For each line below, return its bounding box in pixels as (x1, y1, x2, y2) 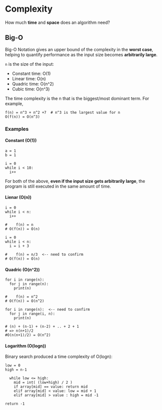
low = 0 (5, 363, 21, 368)
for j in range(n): (9, 282, 49, 286)
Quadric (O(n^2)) (5, 267, 40, 272)
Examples (5, 125, 29, 132)
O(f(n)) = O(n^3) (5, 114, 40, 119)
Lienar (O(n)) (5, 195, 32, 200)
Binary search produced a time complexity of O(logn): (5, 354, 113, 359)
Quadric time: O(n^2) (12, 81, 54, 87)
